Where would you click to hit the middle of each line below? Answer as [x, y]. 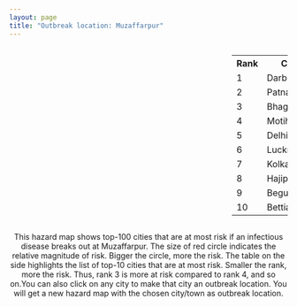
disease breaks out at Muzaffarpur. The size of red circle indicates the [148, 246]
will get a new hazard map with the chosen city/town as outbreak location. [148, 293]
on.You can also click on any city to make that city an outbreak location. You [148, 283]
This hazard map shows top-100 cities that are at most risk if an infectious [148, 236]
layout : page [33, 17]
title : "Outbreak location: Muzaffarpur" [87, 26]
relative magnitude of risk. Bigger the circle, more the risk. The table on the [148, 255]
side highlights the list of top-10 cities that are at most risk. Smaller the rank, [148, 265]
